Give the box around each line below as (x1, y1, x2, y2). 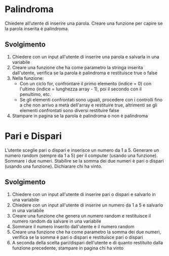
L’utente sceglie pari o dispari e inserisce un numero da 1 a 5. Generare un (5, 147, 159, 153)
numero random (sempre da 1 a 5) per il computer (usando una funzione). (5, 152, 158, 159)
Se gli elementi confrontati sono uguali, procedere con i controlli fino (19, 96, 163, 103)
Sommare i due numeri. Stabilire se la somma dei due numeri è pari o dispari (5, 158, 164, 164)
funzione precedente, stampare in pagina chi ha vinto (12, 245, 124, 251)
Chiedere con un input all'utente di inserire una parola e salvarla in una (12, 54, 160, 60)
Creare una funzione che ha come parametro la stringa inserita (12, 64, 143, 70)
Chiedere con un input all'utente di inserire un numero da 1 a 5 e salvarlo (12, 202, 163, 208)
